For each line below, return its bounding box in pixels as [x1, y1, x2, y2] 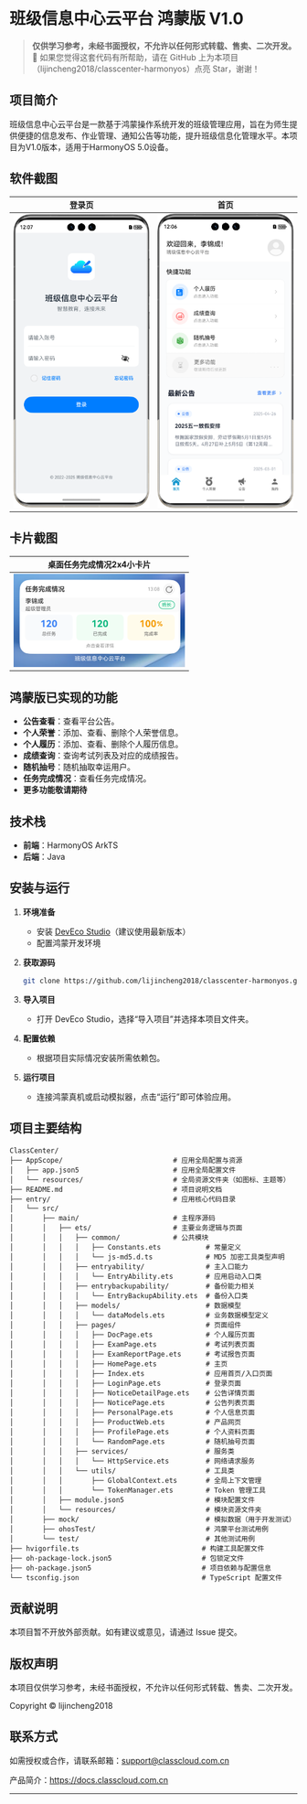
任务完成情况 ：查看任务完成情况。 [22, 773, 152, 784]
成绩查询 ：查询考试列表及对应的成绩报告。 [22, 750, 184, 761]
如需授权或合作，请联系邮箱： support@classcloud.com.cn [9, 1755, 230, 1766]
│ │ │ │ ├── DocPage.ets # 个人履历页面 [9, 1330, 256, 1340]
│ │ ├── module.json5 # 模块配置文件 [9, 1496, 256, 1505]
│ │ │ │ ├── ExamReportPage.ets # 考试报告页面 [9, 1350, 256, 1359]
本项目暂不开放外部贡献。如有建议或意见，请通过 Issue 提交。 [9, 1627, 242, 1638]
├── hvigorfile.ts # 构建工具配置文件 [9, 1544, 265, 1553]
